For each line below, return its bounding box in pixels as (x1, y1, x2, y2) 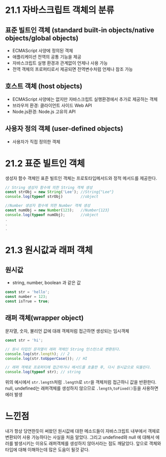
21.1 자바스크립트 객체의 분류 (5, 4, 114, 16)
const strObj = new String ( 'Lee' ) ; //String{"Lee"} (5, 189, 114, 195)
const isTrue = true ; (5, 299, 50, 304)
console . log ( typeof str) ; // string (5, 370, 81, 375)
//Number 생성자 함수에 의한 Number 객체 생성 (5, 203, 91, 208)
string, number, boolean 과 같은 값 (12, 280, 81, 286)
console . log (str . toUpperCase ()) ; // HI (5, 356, 88, 361)
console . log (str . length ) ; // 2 (5, 351, 70, 356)
